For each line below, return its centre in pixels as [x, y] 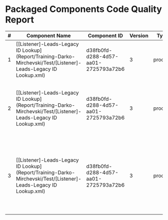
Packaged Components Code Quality [84, 9]
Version [139, 35]
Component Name [49, 35]
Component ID [105, 35]
